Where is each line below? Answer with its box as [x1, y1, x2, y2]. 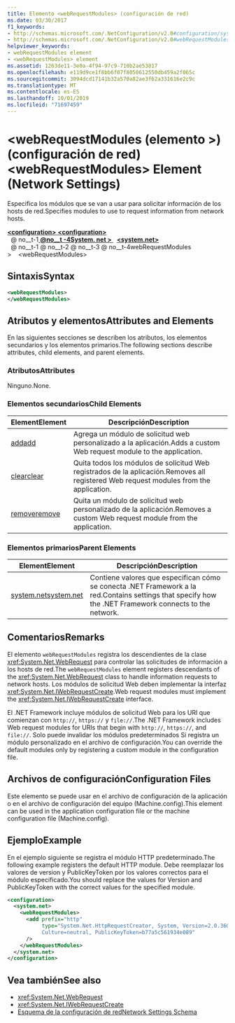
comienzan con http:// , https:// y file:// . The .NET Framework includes [7, 716, 222, 724]
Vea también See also [7, 974, 101, 986]
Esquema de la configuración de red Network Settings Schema [17, 1008, 197, 1016]
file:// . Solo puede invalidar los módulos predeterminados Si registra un [7, 730, 219, 739]
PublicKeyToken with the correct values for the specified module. [7, 883, 195, 891]
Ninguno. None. [7, 382, 51, 390]
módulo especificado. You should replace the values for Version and [7, 875, 203, 884]
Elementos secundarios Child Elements [7, 399, 142, 409]
